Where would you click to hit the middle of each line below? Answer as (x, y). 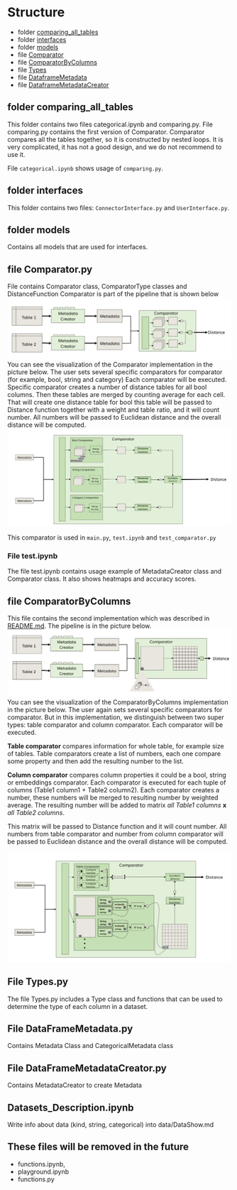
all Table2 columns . (36, 813)
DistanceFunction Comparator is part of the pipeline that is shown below (113, 294)
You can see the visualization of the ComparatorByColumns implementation (118, 702)
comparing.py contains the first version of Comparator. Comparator (106, 131)
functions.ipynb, (42, 1164)
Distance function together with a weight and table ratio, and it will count (114, 410)
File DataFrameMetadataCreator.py (87, 1068)
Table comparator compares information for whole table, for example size (116, 746)
